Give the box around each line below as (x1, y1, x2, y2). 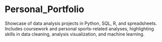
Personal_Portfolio (5, 4, 84, 15)
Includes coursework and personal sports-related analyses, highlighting (5, 25, 154, 31)
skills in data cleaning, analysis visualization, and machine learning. (5, 31, 145, 37)
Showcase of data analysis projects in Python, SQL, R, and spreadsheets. (5, 20, 157, 26)
